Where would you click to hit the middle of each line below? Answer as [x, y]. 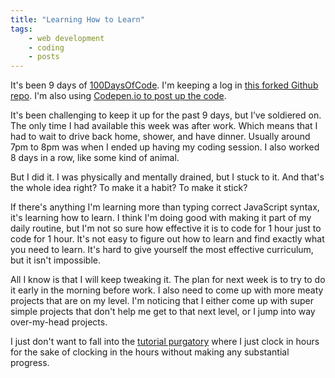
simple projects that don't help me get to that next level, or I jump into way [163, 312]
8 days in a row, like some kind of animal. [95, 158]
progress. [30, 363]
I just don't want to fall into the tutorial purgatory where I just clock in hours [165, 342]
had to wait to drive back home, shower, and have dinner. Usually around [160, 137]
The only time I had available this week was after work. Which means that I [164, 126]
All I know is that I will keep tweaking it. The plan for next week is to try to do [168, 280]
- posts [44, 57]
